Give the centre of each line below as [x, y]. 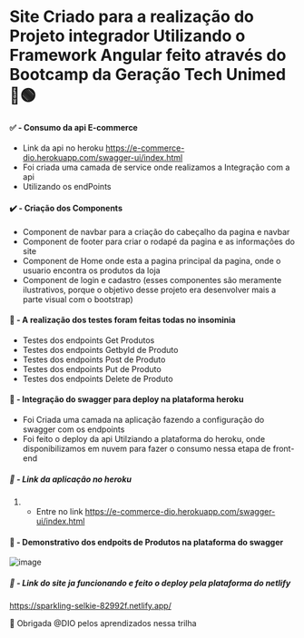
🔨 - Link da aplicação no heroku [71, 479]
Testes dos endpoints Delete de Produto [98, 378]
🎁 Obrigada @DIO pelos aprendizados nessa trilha [103, 623]
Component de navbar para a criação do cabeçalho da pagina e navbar [156, 231]
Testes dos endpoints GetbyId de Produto [100, 349]
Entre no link [59, 511]
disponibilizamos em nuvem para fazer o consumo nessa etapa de [147, 448]
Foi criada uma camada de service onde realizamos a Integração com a [156, 167]
